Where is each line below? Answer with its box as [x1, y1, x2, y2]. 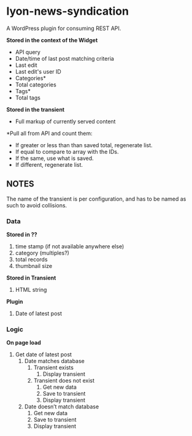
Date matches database [24, 358, 85, 365]
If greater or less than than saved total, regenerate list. [15, 141, 153, 148]
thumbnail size [15, 262, 53, 270]
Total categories [15, 81, 56, 88]
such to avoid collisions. [6, 201, 67, 209]
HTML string [15, 286, 47, 294]
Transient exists [33, 364, 74, 372]
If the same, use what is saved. [15, 155, 94, 162]
